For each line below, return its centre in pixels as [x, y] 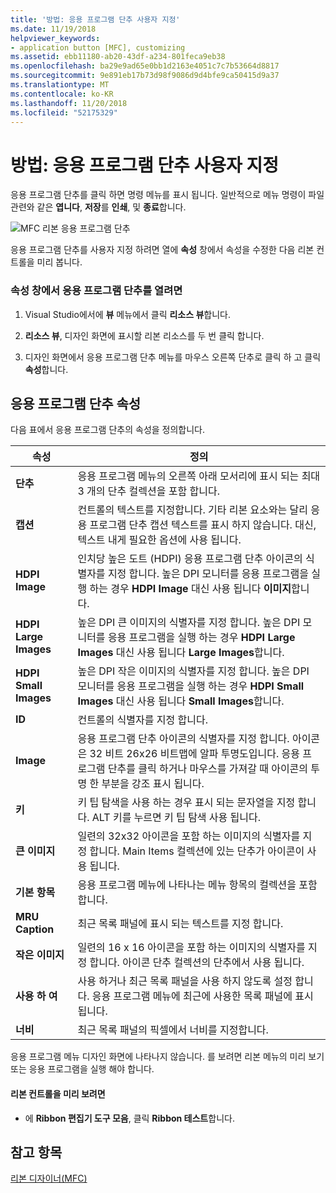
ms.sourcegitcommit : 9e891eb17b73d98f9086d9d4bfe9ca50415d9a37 [145, 76]
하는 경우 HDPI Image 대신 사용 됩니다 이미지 [190, 589]
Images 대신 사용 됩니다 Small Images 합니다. [181, 701]
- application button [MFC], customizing [98, 47]
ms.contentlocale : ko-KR [62, 94]
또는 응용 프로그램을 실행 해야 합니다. [82, 1069]
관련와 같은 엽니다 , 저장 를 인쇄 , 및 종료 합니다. [98, 207]
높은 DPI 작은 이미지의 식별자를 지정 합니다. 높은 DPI [193, 671]
